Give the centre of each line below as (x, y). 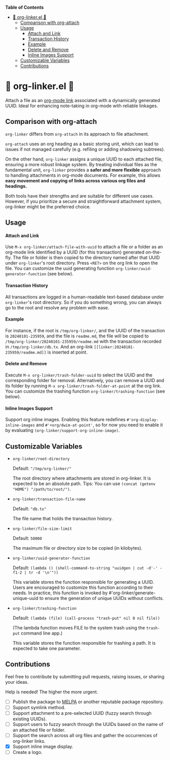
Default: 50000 (27, 538)
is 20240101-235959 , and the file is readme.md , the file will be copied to (77, 336)
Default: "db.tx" (29, 509)
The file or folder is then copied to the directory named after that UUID (86, 258)
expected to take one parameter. (47, 648)
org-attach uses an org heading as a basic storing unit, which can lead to (82, 144)
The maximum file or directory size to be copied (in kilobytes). (78, 548)
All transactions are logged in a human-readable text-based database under (84, 297)
